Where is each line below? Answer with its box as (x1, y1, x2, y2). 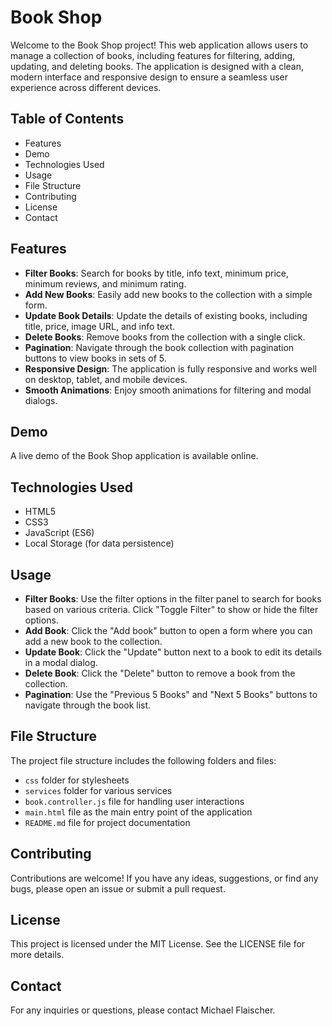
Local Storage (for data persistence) (24, 537, 175, 550)
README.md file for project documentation (24, 816, 191, 828)
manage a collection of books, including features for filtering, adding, (10, 49, 296, 61)
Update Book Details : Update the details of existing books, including (24, 309, 308, 321)
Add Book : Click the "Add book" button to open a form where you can (24, 625, 313, 636)
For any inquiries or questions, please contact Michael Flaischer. (10, 1004, 276, 1016)
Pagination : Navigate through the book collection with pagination (24, 341, 295, 353)
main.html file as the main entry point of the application (24, 806, 253, 818)
